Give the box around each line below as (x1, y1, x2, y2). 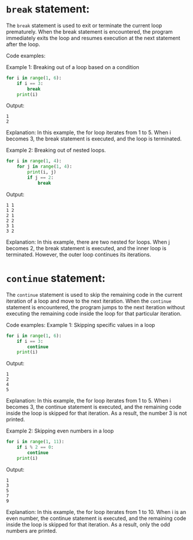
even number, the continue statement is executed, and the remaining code (6, 515, 187, 522)
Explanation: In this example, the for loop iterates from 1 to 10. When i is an (6, 508, 187, 515)
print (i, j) (27, 169, 57, 175)
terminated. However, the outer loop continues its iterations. (6, 251, 151, 258)
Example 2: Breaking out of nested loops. (6, 147, 106, 154)
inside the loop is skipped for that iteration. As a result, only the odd (6, 521, 171, 528)
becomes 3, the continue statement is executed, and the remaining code (6, 404, 182, 411)
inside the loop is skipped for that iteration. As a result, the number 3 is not (6, 410, 187, 417)
